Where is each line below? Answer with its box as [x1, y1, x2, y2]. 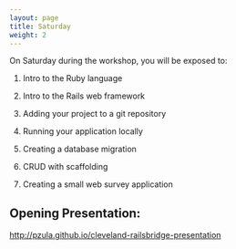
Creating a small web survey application [22, 179, 173, 190]
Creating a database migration [22, 143, 137, 155]
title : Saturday [9, 22, 71, 31]
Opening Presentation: [9, 205, 141, 221]
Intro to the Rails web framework [22, 90, 146, 101]
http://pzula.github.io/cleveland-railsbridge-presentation [9, 230, 221, 241]
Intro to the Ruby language [22, 73, 123, 84]
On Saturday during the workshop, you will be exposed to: [9, 56, 228, 67]
